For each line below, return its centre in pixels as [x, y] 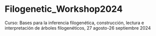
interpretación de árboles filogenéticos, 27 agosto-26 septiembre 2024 [78, 28]
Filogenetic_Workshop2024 [64, 9]
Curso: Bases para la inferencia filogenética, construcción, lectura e [74, 23]
